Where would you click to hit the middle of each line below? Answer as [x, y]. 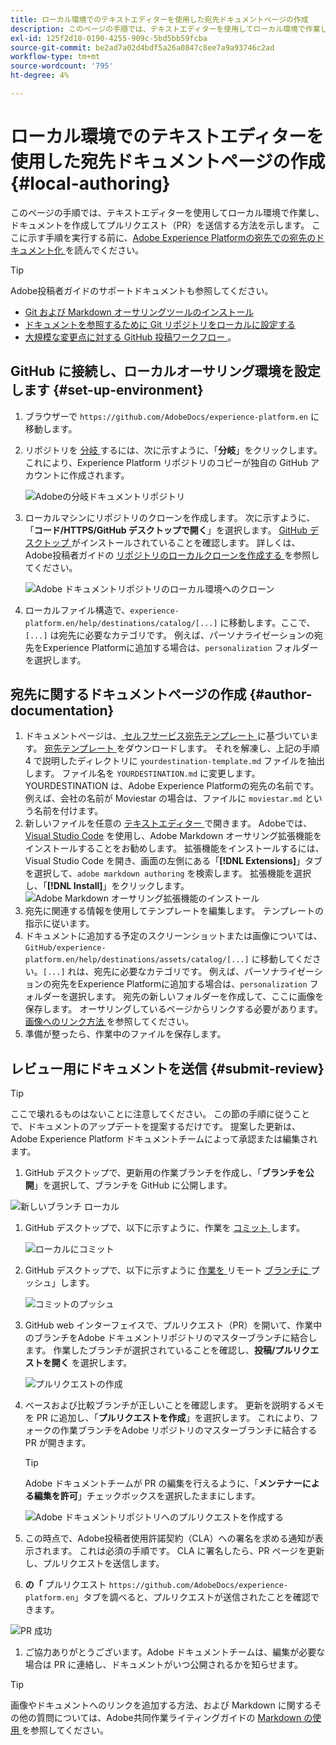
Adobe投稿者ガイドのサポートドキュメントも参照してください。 [142, 290]
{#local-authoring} [90, 183]
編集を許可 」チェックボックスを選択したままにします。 [147, 1496]
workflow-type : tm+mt [55, 57]
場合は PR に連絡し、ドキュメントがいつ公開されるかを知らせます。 [163, 1665]
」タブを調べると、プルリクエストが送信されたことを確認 [192, 1597]
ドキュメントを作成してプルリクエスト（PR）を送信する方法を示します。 [160, 225]
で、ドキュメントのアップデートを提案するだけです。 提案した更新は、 [155, 1127]
